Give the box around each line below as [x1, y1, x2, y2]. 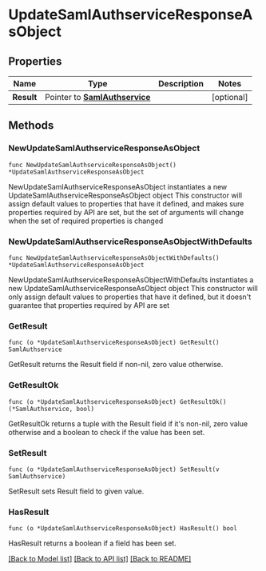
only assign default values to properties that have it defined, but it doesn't [8, 292, 252, 301]
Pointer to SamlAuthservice [45, 92, 151, 102]
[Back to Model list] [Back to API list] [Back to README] [8, 554, 192, 564]
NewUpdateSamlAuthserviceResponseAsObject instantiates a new [8, 182, 228, 191]
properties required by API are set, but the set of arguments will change [8, 207, 244, 217]
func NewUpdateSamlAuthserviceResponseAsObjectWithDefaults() [8, 254, 220, 262]
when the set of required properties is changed [8, 216, 164, 226]
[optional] [211, 92, 248, 102]
